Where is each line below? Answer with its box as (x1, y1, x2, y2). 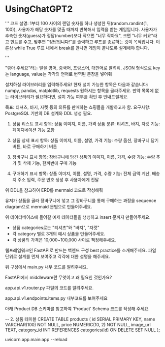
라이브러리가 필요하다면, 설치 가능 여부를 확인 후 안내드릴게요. (10, 93, 129, 99)
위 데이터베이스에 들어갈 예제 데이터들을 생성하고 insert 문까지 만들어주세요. (5, 214, 151, 220)
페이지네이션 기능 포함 (12, 127, 55, 133)
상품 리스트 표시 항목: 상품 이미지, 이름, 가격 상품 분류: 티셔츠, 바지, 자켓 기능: (12, 120, 160, 126)
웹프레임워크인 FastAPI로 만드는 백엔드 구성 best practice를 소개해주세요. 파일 (5, 247, 157, 253)
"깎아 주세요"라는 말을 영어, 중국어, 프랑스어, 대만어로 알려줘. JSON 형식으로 (5, 65, 152, 71)
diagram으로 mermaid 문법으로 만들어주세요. (5, 203, 93, 209)
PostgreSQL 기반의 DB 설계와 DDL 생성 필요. (5, 110, 93, 116)
